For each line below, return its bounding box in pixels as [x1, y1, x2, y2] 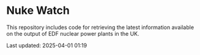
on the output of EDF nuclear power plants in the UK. [6, 30, 139, 37]
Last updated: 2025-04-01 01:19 [6, 42, 87, 49]
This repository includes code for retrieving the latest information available [6, 24, 194, 31]
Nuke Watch [6, 4, 70, 18]
